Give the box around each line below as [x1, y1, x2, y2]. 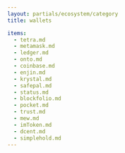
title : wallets [7, 17, 52, 24]
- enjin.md [13, 68, 46, 76]
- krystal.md [13, 75, 52, 82]
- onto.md [13, 56, 42, 63]
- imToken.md [13, 121, 52, 128]
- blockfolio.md [13, 95, 61, 102]
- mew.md [13, 115, 40, 122]
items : [7, 30, 27, 37]
